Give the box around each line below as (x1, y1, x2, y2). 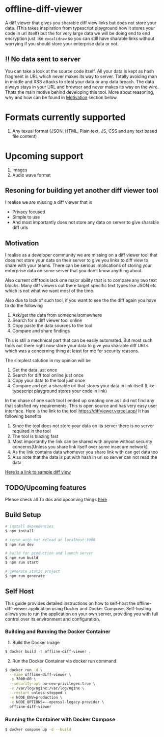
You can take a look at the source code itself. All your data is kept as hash (5, 68, 154, 74)
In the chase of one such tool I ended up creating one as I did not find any (5, 398, 155, 404)
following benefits (5, 413, 42, 419)
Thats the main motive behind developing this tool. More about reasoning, (5, 89, 155, 95)
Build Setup (5, 511, 41, 519)
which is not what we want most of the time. (5, 288, 95, 294)
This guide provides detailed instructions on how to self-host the (5, 600, 136, 606)
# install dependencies (5, 524, 54, 529)
